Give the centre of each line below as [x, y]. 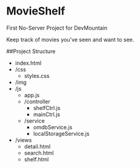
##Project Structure [31, 51]
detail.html [37, 146]
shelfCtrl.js [47, 108]
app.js [32, 95]
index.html [28, 63]
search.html [39, 153]
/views [23, 140]
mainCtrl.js [47, 114]
